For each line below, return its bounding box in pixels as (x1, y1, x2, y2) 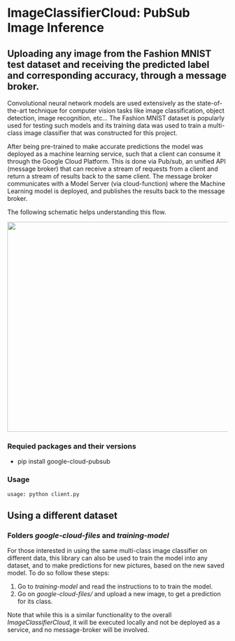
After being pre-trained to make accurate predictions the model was (7, 142, 204, 150)
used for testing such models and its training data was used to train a (7, 121, 206, 129)
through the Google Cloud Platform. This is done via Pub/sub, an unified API (7, 157, 226, 165)
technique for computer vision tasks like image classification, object (29, 106, 225, 115)
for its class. (17, 597, 53, 606)
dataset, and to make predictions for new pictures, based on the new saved (7, 561, 225, 570)
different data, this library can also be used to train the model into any (7, 554, 208, 563)
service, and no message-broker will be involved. (7, 626, 150, 634)
